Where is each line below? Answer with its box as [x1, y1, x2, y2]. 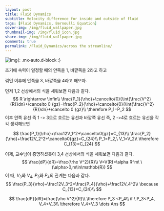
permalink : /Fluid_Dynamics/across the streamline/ [5, 44, 112, 48]
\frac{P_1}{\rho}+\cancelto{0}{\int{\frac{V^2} [61, 96, 151, 102]
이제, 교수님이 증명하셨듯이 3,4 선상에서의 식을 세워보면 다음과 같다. [5, 151, 134, 157]
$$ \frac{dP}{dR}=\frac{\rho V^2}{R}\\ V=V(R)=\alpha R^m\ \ [21, 159, 143, 164]
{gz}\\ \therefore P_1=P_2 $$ [74, 106, 132, 112]
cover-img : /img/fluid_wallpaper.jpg [5, 25, 82, 30]
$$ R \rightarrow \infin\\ [13, 96, 61, 102]
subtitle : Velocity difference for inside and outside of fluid [5, 16, 139, 21]
